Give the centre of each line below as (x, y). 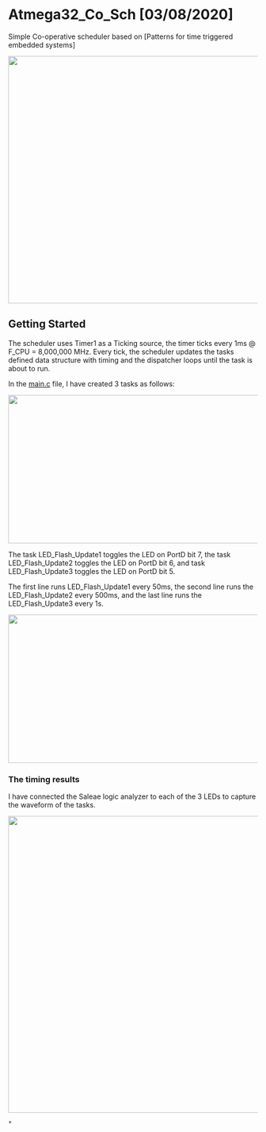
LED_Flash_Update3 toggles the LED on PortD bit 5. (92, 571)
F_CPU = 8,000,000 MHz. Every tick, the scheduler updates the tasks (122, 351)
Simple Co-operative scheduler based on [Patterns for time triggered (121, 36)
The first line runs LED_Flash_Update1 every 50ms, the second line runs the (131, 587)
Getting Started (47, 324)
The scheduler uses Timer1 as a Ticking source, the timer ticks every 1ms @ (132, 343)
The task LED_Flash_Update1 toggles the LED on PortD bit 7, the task (120, 554)
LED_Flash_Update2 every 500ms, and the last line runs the (105, 594)
